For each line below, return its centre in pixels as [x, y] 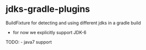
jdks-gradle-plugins [48, 9]
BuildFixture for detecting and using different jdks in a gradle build [73, 23]
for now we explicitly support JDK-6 [49, 32]
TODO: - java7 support [29, 42]
